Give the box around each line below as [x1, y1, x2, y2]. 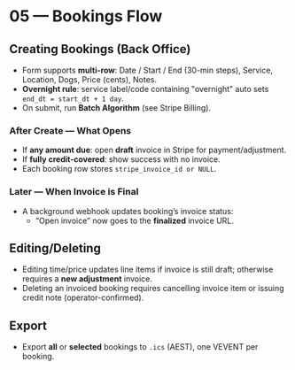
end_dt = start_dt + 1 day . [21, 93, 124, 104]
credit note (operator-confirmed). [21, 292, 144, 303]
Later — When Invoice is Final [9, 186, 139, 198]
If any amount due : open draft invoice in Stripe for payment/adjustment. [21, 144, 287, 156]
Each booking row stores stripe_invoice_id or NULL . [21, 164, 217, 174]
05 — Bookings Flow [9, 6, 163, 27]
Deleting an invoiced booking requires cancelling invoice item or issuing [21, 283, 284, 294]
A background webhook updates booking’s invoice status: [21, 205, 234, 216]
